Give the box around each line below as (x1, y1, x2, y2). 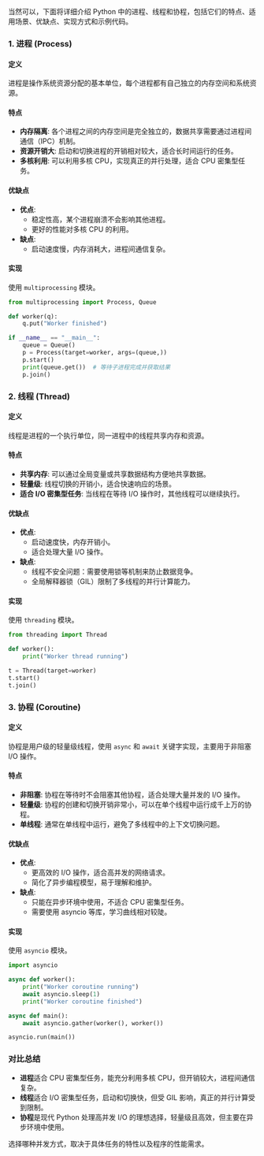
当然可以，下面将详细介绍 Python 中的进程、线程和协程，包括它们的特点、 (8, 7, 250, 16)
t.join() (8, 681, 37, 690)
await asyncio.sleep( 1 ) (22, 990, 101, 998)
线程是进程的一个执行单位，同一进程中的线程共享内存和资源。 (8, 430, 209, 440)
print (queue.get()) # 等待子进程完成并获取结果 (22, 363, 171, 371)
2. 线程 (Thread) (8, 391, 71, 402)
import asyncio (8, 961, 58, 969)
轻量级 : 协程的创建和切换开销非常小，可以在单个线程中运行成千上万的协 (19, 799, 252, 809)
